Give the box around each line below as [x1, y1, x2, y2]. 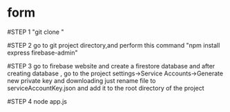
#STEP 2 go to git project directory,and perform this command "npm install [7, 41, 220, 49]
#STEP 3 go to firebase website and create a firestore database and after [7, 62, 215, 70]
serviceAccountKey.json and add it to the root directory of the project [7, 84, 205, 92]
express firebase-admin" [7, 48, 78, 57]
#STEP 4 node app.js [7, 97, 68, 105]
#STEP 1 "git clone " [7, 28, 64, 36]
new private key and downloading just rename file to [7, 76, 157, 84]
